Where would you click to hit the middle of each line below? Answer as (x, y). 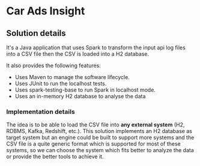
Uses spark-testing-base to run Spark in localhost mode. (85, 90)
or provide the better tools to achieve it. (55, 156)
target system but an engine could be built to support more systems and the (100, 138)
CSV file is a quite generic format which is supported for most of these (94, 144)
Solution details (36, 33)
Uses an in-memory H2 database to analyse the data (80, 96)
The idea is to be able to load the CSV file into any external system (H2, (95, 125)
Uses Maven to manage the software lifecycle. (72, 77)
